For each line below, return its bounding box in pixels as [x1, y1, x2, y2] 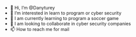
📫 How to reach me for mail [10, 26, 70, 32]
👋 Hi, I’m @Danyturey [10, 5, 55, 10]
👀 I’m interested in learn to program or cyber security [10, 10, 122, 16]
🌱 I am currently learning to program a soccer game [10, 15, 119, 21]
